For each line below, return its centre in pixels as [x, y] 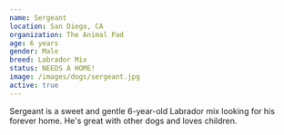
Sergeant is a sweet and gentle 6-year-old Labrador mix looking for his [142, 111]
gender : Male [34, 52]
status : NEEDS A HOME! [52, 69]
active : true [34, 85]
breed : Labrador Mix [49, 60]
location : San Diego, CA [56, 26]
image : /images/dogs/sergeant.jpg [75, 77]
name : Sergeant [38, 18]
